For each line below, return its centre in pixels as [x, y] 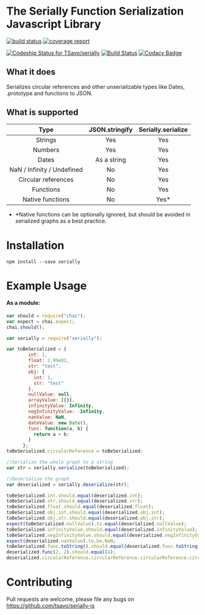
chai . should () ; [26, 327]
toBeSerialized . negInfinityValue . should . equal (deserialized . [86, 535]
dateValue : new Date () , [58, 423]
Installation [35, 245]
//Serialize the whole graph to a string [60, 462]
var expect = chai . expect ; [41, 321]
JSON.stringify [111, 129]
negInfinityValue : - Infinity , [67, 412]
